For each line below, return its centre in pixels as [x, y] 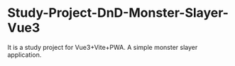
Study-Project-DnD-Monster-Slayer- [118, 13]
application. [24, 55]
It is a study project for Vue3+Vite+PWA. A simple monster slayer [103, 47]
